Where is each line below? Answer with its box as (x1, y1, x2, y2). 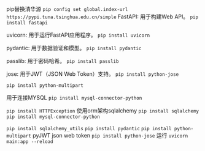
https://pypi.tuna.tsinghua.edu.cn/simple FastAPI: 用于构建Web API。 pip (6, 13, 198, 20)
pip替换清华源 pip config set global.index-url (6, 6, 128, 12)
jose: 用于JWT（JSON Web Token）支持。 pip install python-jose (6, 70, 179, 78)
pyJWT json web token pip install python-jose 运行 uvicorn (33, 132, 188, 139)
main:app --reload (6, 139, 53, 145)
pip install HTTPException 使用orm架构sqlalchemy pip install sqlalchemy (6, 107, 199, 114)
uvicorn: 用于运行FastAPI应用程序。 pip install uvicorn (6, 31, 150, 39)
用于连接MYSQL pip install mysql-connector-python (6, 94, 142, 101)
